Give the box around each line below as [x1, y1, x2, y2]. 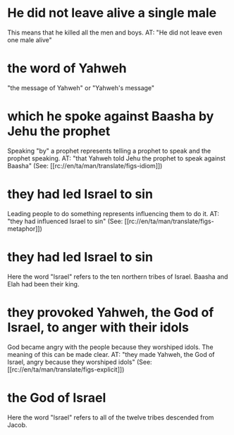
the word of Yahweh [7, 61, 127, 77]
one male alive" [7, 35, 53, 44]
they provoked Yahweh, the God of [7, 304, 214, 320]
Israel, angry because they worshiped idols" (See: [7, 358, 153, 366]
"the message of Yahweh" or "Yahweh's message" [7, 83, 155, 92]
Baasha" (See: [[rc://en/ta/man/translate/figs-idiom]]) [7, 161, 163, 170]
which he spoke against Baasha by [7, 108, 214, 125]
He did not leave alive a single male [7, 5, 217, 21]
